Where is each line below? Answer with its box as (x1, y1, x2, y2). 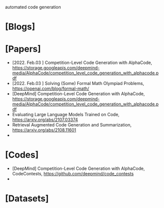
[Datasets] (5, 193, 49, 204)
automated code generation (5, 4, 61, 10)
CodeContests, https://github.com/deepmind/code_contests (12, 171, 134, 177)
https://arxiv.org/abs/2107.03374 (12, 117, 78, 123)
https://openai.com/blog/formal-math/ (12, 85, 90, 92)
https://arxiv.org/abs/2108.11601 (12, 127, 76, 133)
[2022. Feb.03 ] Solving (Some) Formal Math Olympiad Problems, (12, 81, 144, 86)
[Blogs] (5, 21, 35, 32)
